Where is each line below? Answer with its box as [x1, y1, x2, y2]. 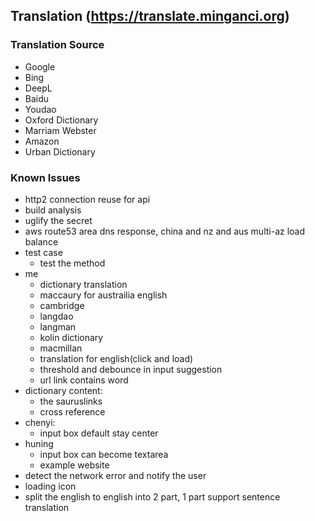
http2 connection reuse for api [24, 193, 151, 205]
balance [24, 235, 59, 248]
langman [39, 320, 77, 333]
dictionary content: [24, 384, 103, 396]
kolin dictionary [39, 331, 104, 343]
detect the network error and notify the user [24, 469, 207, 481]
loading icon [24, 480, 77, 492]
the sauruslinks [39, 395, 103, 407]
